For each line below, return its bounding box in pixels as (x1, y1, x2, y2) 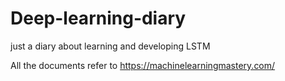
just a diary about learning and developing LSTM (10, 40, 211, 52)
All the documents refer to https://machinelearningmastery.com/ (10, 59, 276, 71)
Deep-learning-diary (10, 7, 187, 30)
